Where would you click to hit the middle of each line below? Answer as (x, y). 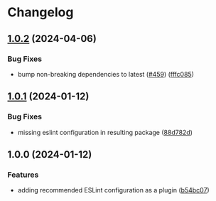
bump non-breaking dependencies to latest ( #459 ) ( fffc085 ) (106, 74)
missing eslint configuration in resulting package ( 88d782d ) (105, 132)
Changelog (40, 12)
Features (23, 175)
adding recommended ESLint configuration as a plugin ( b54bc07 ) (113, 190)
